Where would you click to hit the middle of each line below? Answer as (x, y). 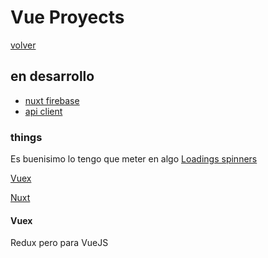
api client (43, 111)
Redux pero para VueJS (59, 243)
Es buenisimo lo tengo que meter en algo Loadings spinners (134, 159)
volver (23, 45)
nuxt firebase (52, 100)
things (26, 137)
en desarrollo (52, 76)
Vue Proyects (67, 17)
